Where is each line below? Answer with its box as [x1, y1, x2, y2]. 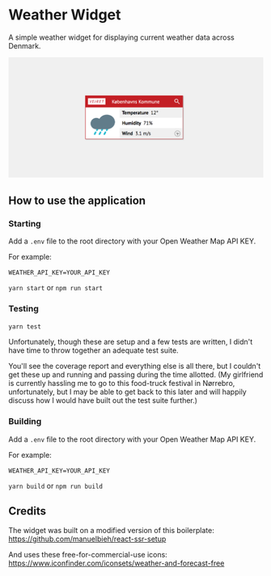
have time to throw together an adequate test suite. [8, 345, 180, 355]
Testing [8, 303, 39, 314]
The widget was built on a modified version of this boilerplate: [8, 526, 214, 536]
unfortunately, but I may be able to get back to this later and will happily [8, 387, 247, 397]
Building [8, 416, 42, 427]
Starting [8, 218, 42, 229]
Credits [8, 504, 47, 519]
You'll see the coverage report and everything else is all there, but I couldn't [8, 362, 261, 371]
